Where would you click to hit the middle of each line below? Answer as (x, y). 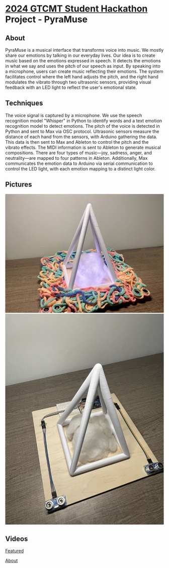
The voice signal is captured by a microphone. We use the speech (74, 115)
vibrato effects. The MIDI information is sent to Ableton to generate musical (83, 147)
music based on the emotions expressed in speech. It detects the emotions (83, 61)
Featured (15, 551)
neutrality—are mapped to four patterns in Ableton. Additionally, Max (76, 158)
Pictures (19, 185)
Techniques (24, 103)
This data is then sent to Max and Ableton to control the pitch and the (77, 142)
